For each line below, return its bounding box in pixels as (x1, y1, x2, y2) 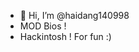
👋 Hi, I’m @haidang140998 (19, 10, 130, 21)
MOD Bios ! (19, 20, 67, 32)
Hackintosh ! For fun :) (19, 31, 112, 42)
